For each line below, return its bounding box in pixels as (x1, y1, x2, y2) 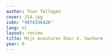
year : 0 (6, 41, 25, 47)
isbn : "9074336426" (6, 19, 54, 25)
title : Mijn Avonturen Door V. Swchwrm (6, 36, 103, 41)
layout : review (6, 30, 43, 36)
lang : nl (6, 24, 27, 31)
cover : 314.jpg (6, 14, 43, 20)
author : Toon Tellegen (6, 8, 61, 15)
